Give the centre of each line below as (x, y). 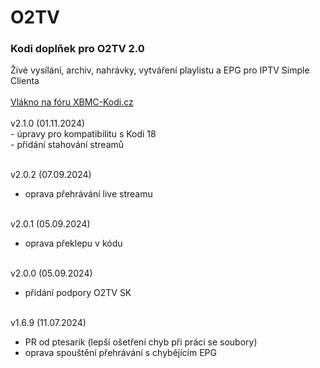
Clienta (25, 81)
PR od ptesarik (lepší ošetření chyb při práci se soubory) (141, 342)
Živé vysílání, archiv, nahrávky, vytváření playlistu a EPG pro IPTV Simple (160, 70)
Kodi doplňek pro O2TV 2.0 (77, 49)
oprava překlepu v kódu (73, 243)
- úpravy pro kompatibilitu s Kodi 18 (83, 134)
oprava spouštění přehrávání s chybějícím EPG (120, 353)
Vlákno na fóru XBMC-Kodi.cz (72, 102)
